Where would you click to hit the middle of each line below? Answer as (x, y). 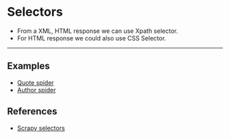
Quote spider (36, 82)
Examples (28, 66)
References (32, 111)
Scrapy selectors (41, 128)
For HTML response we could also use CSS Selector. (91, 38)
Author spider (36, 90)
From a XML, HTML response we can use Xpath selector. (97, 31)
